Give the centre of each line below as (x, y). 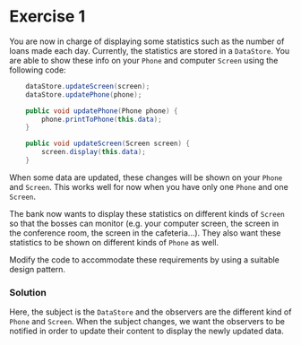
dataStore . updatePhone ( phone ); (84, 95)
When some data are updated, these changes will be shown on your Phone (146, 177)
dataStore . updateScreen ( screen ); (88, 86)
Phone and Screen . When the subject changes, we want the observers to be (147, 322)
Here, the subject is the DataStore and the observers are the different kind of (150, 312)
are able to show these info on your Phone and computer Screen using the (144, 60)
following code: (38, 70)
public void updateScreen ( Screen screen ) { (108, 144)
